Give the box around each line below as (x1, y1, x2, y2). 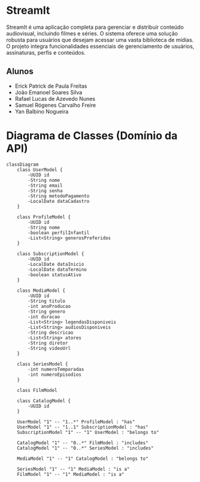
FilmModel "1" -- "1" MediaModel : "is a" (17, 471, 125, 477)
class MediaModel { (17, 288, 66, 294)
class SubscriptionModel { (17, 250, 84, 257)
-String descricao (28, 330, 74, 336)
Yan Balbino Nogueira (14, 107, 69, 115)
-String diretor (28, 340, 68, 346)
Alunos (6, 67, 34, 77)
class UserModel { (17, 166, 63, 173)
